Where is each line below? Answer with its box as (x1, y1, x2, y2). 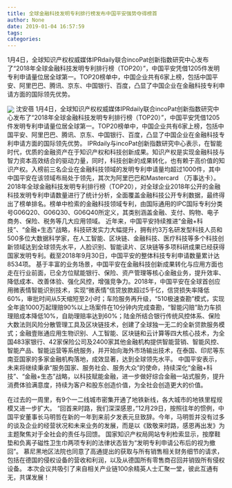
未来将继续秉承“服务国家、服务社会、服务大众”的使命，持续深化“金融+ (7, 364, 207, 372)
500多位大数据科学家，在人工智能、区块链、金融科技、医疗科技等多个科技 (7, 234, 218, 242)
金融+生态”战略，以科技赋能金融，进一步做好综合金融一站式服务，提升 (24, 372, 225, 380)
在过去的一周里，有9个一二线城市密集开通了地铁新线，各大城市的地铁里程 (7, 396, 217, 404)
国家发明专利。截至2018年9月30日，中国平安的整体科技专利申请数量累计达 (7, 251, 220, 260)
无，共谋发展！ (7, 474, 50, 482)
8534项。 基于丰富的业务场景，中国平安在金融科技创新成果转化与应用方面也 (7, 260, 224, 269)
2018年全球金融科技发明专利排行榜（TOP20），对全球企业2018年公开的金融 (7, 182, 221, 191)
